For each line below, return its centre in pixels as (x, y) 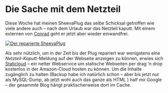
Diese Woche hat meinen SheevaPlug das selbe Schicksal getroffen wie (80, 23)
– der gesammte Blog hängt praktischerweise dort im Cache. (68, 85)
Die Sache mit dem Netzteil (63, 9)
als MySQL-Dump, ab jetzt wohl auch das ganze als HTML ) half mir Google (84, 79)
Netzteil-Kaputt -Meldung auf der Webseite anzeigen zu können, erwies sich (84, 58)
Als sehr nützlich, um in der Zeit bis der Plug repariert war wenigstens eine (83, 53)
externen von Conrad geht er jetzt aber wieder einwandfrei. (67, 33)
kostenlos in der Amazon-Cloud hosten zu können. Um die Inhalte (74, 69)
